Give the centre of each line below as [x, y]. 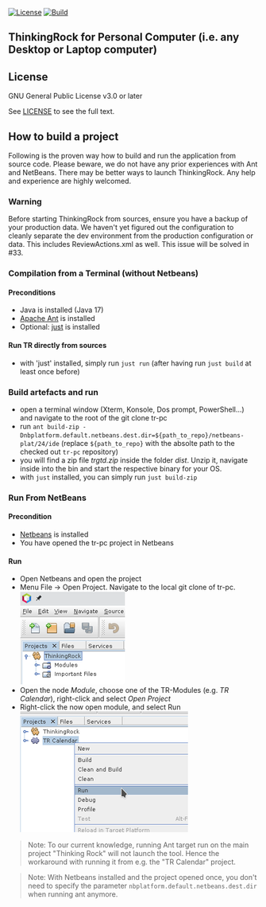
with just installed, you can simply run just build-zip [108, 477]
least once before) [50, 371]
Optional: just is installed [60, 327]
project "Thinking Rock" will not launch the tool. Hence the [123, 854]
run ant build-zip [49, 426]
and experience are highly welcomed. [70, 181]
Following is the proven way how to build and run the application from [122, 156]
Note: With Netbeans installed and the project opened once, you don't [142, 878]
